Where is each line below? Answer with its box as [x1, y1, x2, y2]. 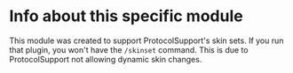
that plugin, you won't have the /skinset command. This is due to [9, 44, 249, 55]
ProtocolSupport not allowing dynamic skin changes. [9, 54, 202, 64]
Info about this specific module [9, 6, 243, 26]
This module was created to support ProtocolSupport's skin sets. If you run [9, 35, 284, 46]
